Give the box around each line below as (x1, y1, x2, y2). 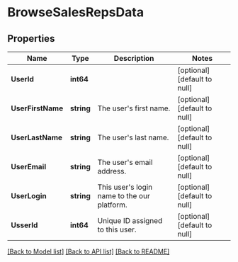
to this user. (97, 224, 137, 234)
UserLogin (11, 191, 47, 200)
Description (113, 54, 154, 63)
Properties (7, 33, 55, 45)
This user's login (97, 182, 153, 192)
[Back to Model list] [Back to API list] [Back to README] (7, 247, 170, 256)
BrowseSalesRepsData (7, 4, 144, 21)
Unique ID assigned (97, 216, 163, 225)
